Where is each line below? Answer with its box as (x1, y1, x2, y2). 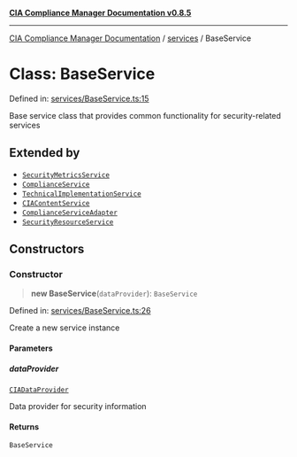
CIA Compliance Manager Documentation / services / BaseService (9, 33, 252, 43)
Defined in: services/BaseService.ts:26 (9, 306, 152, 316)
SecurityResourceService (21, 217, 114, 227)
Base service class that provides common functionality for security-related (9, 110, 281, 120)
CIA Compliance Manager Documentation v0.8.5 (9, 8, 192, 18)
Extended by (9, 145, 80, 160)
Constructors (9, 242, 85, 257)
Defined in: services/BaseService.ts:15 (9, 93, 149, 104)
